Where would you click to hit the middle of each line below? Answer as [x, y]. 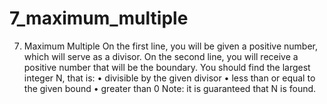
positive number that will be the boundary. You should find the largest [167, 67]
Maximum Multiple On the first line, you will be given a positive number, [171, 46]
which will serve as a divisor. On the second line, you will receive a [161, 56]
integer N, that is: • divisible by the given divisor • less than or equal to [169, 78]
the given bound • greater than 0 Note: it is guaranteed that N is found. [170, 88]
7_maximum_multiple [99, 18]
